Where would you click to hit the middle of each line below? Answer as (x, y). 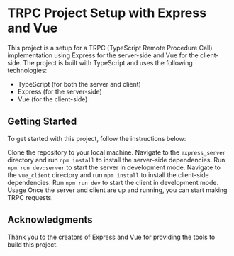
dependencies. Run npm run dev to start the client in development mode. (113, 182)
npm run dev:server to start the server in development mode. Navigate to (114, 167)
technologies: (27, 70)
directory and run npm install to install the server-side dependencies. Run (116, 160)
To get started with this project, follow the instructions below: (97, 138)
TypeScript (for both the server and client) (79, 84)
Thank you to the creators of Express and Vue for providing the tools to (111, 237)
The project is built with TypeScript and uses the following (108, 62)
